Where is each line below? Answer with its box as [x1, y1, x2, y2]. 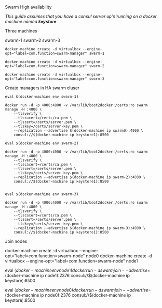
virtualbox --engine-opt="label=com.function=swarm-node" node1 [5, 258, 138, 263]
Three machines [5, 28, 38, 33]
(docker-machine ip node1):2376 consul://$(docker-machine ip [5, 273, 130, 278]
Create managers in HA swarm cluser [5, 85, 80, 91]
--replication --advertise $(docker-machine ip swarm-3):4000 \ [13, 226, 146, 231]
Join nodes [5, 238, 27, 244]
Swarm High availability [5, 4, 52, 10]
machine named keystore [5, 19, 56, 24]
